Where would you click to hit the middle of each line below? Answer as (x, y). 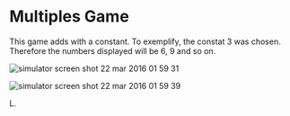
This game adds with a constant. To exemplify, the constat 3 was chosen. (145, 41)
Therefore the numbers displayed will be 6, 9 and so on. (113, 50)
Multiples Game (70, 17)
